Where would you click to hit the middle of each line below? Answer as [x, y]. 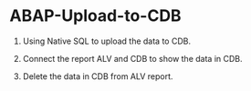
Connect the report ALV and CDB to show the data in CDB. [133, 58]
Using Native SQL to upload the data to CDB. [107, 41]
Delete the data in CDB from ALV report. [98, 76]
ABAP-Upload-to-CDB [95, 16]
